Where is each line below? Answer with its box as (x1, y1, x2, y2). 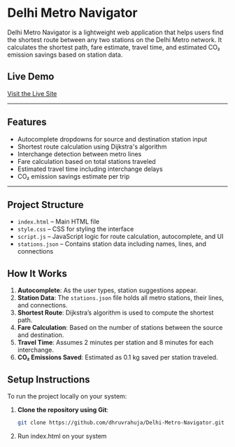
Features (7, 116, 47, 128)
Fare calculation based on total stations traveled (17, 157, 156, 165)
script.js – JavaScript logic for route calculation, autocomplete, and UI (17, 233, 224, 241)
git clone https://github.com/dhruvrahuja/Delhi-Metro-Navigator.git (17, 419, 225, 426)
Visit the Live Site (7, 89, 57, 97)
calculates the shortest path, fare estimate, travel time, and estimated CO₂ (7, 43, 220, 51)
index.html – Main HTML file (17, 217, 100, 226)
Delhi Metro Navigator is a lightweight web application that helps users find (7, 28, 224, 36)
